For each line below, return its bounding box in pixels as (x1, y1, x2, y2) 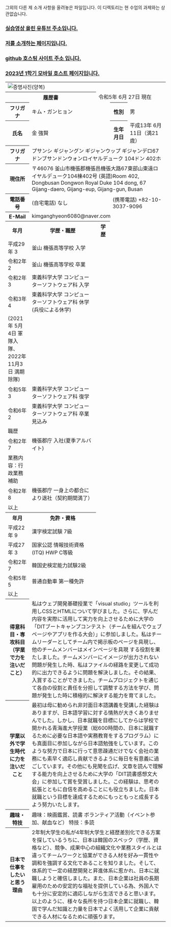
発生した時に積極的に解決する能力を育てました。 (42, 692, 159, 699)
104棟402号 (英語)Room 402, (67, 173, 139, 180)
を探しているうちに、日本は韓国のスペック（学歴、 (32, 837, 154, 844)
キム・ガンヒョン (32, 108, 73, 115)
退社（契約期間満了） (41, 494, 93, 501)
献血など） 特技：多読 (42, 819, 95, 826)
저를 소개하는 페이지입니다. (5, 40, 67, 47)
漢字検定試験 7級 (32, 528, 72, 535)
